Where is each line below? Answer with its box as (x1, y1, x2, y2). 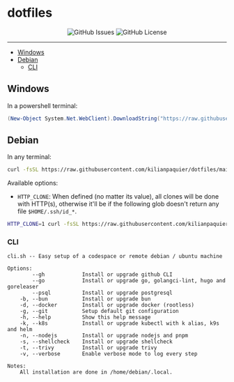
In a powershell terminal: (7, 101, 78, 109)
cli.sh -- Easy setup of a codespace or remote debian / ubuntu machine (7, 253, 223, 260)
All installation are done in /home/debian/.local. (19, 369, 173, 376)
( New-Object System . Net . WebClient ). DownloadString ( (7, 115, 160, 122)
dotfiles (7, 5, 53, 21)
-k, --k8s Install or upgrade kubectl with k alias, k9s (19, 320, 219, 327)
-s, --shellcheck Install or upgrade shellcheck (19, 338, 173, 346)
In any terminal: (7, 153, 52, 161)
